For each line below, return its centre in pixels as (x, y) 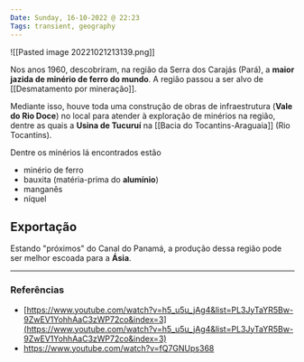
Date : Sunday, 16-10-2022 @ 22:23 (75, 18)
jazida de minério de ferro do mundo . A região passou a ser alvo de (137, 79)
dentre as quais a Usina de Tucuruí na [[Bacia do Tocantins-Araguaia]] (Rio (151, 125)
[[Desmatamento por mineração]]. (74, 88)
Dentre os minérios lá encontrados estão (86, 152)
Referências (37, 290)
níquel (35, 199)
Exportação (44, 227)
